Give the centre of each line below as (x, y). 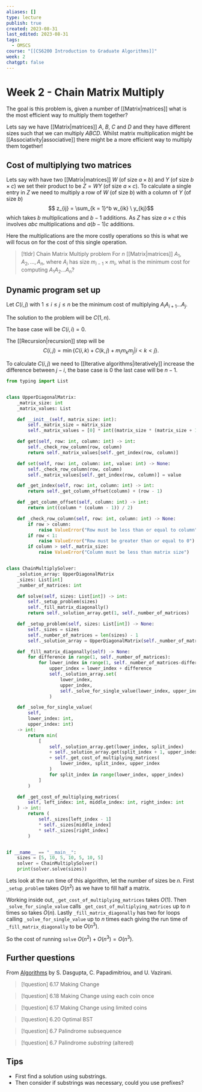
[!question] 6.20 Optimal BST (57, 1019)
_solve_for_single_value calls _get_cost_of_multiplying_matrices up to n (98, 906)
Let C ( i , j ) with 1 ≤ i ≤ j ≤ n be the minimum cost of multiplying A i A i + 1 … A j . (97, 305)
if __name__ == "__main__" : (41, 852)
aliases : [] (21, 12)
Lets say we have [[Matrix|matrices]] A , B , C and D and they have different (98, 127)
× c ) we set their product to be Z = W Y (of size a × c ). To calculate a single (99, 186)
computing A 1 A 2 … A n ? (48, 270)
